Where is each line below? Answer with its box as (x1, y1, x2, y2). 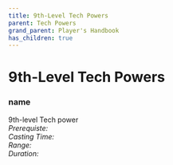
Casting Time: (8, 132, 54, 141)
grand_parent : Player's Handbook (8, 26, 120, 34)
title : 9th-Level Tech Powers (8, 11, 109, 20)
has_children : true (8, 33, 73, 42)
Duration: (8, 148, 39, 158)
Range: (8, 140, 32, 150)
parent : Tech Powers (8, 19, 77, 27)
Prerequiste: (8, 123, 49, 132)
